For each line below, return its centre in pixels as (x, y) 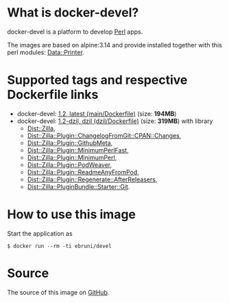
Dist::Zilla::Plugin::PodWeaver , (70, 165)
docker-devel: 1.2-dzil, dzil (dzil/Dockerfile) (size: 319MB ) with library (115, 121)
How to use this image (71, 215)
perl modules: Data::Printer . (46, 52)
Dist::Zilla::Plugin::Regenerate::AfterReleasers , (92, 179)
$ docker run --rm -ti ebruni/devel (59, 246)
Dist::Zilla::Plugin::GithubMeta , (70, 143)
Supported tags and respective (97, 80)
